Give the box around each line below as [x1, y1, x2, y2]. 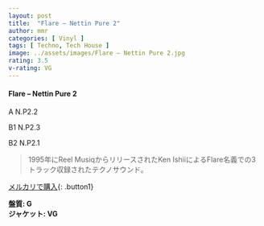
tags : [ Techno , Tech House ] [8, 42, 110, 50]
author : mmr [8, 27, 48, 35]
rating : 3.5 [8, 57, 48, 65]
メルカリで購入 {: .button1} [8, 182, 94, 191]
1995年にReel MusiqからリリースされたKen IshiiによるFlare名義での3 [27, 154, 256, 164]
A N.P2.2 [8, 106, 39, 117]
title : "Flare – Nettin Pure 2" [8, 19, 121, 27]
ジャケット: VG [8, 208, 58, 218]
